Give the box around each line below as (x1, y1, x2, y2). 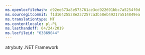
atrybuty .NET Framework (5, 44, 59, 50)
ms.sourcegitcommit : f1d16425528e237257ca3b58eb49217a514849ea (5, 12, 140, 17)
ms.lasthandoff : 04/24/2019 (5, 26, 64, 31)
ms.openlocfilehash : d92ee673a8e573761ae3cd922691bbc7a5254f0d (5, 7, 140, 12)
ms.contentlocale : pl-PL (5, 21, 57, 26)
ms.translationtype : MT (5, 16, 55, 21)
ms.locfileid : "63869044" (5, 30, 59, 35)
